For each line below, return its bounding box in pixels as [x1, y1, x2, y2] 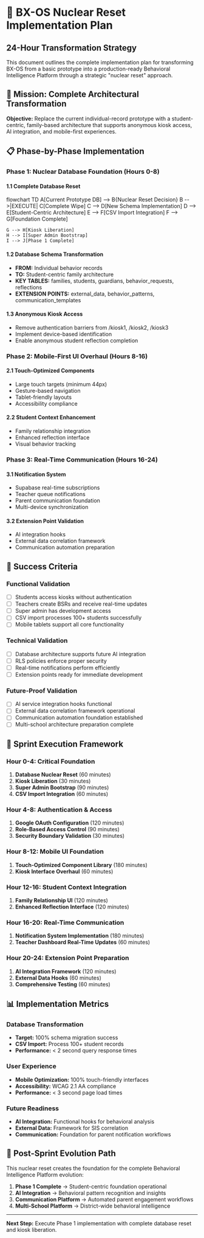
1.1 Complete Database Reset [6, 182, 81, 190]
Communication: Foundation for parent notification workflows [15, 1130, 171, 1138]
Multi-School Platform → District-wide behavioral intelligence [15, 1202, 171, 1209]
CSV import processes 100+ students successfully [15, 614, 142, 621]
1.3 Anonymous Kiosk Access [6, 310, 83, 318]
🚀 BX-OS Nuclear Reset [6, 5, 126, 19]
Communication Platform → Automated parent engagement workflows [15, 1195, 194, 1203]
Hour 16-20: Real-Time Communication [6, 918, 124, 927]
